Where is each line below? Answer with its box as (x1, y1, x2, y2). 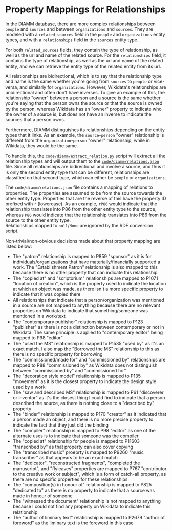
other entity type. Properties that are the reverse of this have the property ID (5, 195, 166, 201)
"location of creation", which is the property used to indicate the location (12, 280, 166, 286)
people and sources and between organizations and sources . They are (5, 26, 154, 32)
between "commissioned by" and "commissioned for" (12, 367, 126, 373)
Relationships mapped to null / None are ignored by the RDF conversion (5, 222, 154, 228)
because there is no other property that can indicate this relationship (12, 269, 158, 275)
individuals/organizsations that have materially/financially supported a (12, 259, 160, 265)
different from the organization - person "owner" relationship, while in (5, 137, 150, 143)
